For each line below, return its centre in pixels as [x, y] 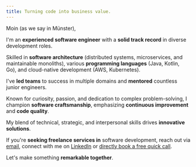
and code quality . [28, 111]
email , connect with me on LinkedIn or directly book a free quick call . [89, 146]
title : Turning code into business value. [59, 11]
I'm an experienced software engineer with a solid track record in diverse [96, 39]
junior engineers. [26, 87]
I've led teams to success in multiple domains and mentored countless [92, 81]
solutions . [18, 128]
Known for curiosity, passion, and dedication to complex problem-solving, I [97, 98]
